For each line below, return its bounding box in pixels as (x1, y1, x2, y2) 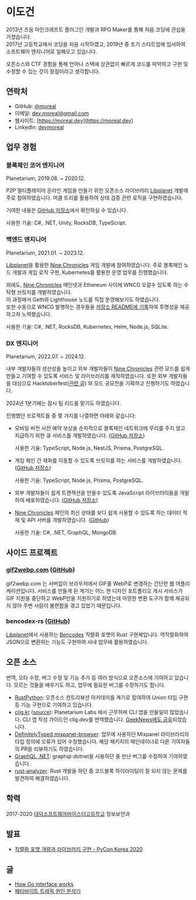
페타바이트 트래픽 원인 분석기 (14, 888, 81, 895)
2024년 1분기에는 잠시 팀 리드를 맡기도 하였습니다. (6, 400, 121, 407)
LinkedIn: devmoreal (14, 123, 65, 131)
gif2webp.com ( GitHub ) (6, 566, 75, 574)
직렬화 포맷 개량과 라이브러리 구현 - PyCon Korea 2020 (14, 846, 143, 853)
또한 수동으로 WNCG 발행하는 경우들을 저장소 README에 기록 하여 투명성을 (6, 303, 179, 310)
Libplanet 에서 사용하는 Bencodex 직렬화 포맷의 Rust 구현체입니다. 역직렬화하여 (6, 631, 189, 638)
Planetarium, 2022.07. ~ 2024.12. (6, 353, 86, 360)
